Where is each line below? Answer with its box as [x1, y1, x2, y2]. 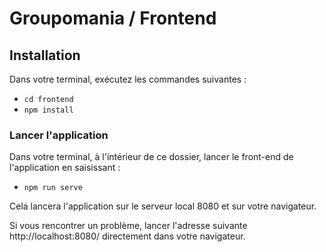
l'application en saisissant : [9, 162, 121, 174]
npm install [23, 105, 74, 115]
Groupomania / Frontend [9, 7, 217, 30]
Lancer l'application [9, 128, 109, 142]
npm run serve [23, 183, 83, 193]
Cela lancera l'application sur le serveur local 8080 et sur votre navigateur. [9, 200, 317, 212]
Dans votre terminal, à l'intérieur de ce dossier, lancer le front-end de [9, 151, 294, 163]
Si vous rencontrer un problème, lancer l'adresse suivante [9, 220, 248, 232]
